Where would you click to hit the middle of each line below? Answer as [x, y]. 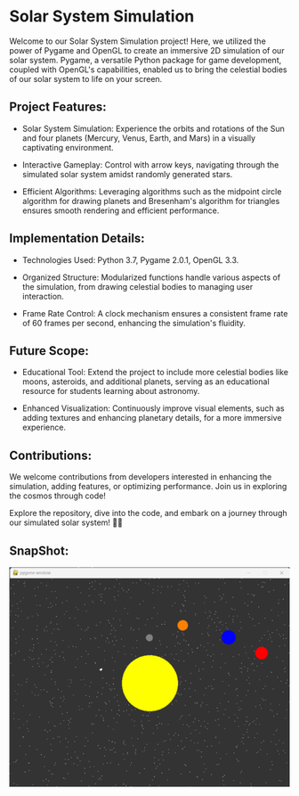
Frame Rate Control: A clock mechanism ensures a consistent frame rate [155, 313]
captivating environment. [68, 147]
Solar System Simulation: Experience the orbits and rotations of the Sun [153, 128]
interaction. [43, 296]
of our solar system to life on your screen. [86, 78]
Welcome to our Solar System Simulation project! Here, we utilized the [138, 41]
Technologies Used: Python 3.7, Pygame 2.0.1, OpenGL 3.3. [130, 259]
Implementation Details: [77, 238]
